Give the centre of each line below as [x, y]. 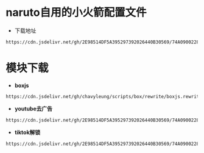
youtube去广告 [33, 109]
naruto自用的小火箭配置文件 [76, 12]
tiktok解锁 [27, 132]
